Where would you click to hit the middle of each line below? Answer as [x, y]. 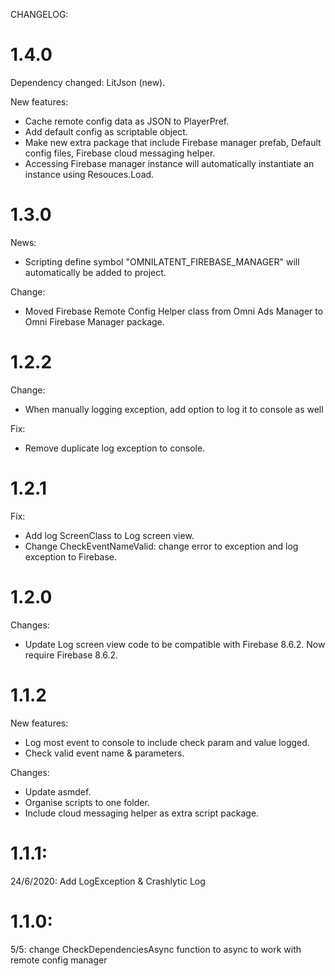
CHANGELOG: [39, 14]
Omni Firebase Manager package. [94, 321]
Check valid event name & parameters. [104, 753]
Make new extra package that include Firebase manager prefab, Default [173, 142]
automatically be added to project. [95, 272]
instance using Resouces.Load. [89, 174]
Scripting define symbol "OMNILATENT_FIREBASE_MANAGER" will [162, 261]
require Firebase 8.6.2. [71, 655]
